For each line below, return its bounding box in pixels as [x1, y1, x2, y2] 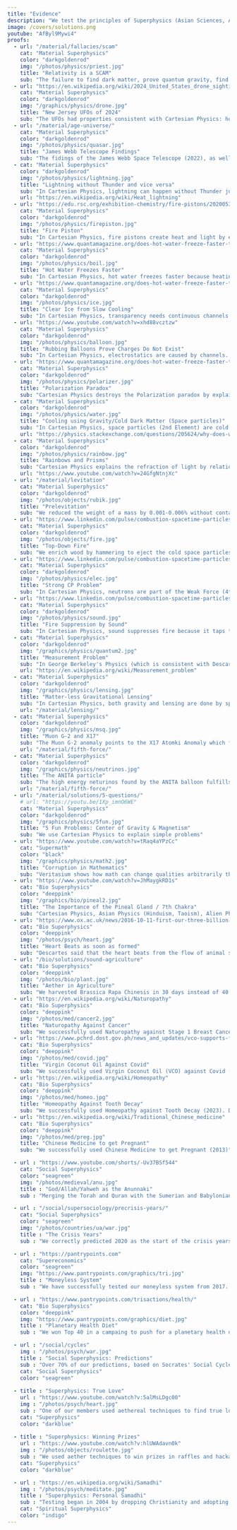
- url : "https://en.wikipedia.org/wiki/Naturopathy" [13, 995, 172, 1003]
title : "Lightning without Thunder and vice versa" [20, 181, 175, 188]
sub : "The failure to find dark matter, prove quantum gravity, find [20, 76, 229, 83]
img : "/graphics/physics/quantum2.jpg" [20, 647, 138, 654]
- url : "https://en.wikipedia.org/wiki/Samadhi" [13, 1479, 162, 1486]
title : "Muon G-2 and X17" [20, 733, 99, 740]
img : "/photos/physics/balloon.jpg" [20, 338, 128, 346]
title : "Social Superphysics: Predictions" [20, 1354, 153, 1362]
